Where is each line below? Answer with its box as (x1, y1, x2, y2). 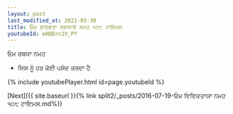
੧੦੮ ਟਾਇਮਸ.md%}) (7, 100, 62, 108)
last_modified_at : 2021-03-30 (7, 17, 97, 24)
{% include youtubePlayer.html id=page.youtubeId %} (7, 78, 165, 86)
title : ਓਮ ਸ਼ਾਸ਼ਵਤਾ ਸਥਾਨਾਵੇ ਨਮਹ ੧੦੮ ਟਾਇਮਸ (7, 23, 123, 30)
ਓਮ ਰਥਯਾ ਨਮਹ (7, 50, 46, 58)
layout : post (7, 10, 46, 18)
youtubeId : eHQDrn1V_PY (7, 30, 78, 38)
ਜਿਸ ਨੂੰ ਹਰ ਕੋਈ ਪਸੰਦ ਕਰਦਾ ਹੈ (17, 64, 91, 72)
